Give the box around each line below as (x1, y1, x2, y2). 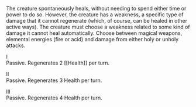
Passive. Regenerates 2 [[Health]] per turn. (6, 59, 110, 66)
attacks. (6, 42, 26, 49)
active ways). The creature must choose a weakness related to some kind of (6, 23, 190, 30)
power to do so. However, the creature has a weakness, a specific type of (6, 11, 184, 18)
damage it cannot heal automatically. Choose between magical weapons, (6, 30, 183, 37)
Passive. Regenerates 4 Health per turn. (6, 94, 102, 101)
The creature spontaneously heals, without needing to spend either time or (6, 5, 187, 12)
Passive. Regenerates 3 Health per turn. (6, 77, 102, 84)
